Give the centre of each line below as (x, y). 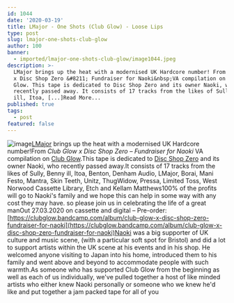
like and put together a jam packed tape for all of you (83, 292)
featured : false (31, 124)
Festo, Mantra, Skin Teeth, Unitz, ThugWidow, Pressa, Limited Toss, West (112, 180)
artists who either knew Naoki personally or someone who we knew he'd (111, 284)
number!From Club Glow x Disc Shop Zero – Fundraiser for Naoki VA (105, 151)
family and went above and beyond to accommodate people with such (108, 262)
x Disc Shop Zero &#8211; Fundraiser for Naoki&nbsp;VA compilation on (120, 78)
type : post (23, 33)
